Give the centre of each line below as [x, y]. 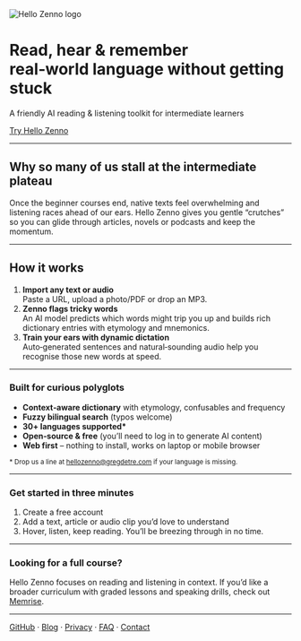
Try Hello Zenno [39, 130]
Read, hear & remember [99, 51]
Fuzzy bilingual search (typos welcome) [97, 417]
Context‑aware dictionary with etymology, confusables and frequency [154, 407]
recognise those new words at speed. [92, 356]
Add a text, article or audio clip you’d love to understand [126, 522]
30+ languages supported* [74, 426]
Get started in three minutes [72, 492]
